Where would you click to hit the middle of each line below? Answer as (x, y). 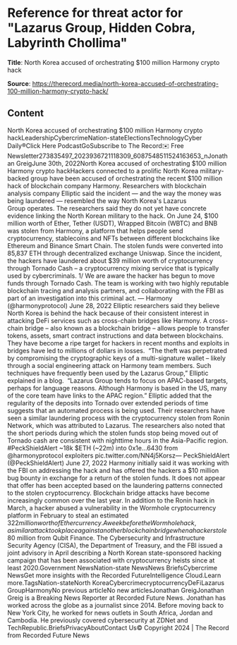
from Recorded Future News (48, 635)
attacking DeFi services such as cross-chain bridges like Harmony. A (108, 320)
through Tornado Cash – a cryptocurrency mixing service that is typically (113, 268)
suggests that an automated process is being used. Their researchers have (116, 410)
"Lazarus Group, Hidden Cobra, (101, 28)
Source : (19, 83)
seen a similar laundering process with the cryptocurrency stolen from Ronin (119, 418)
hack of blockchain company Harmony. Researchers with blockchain (107, 185)
